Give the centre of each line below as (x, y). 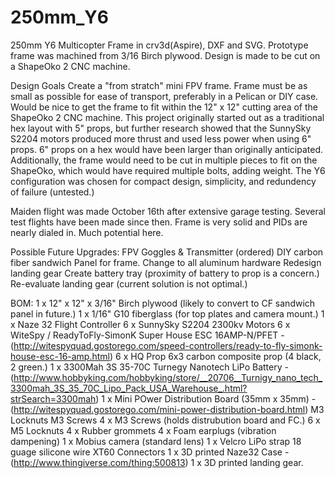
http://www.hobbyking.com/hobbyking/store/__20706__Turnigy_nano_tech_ (168, 377)
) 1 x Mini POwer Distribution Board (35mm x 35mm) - (206, 398)
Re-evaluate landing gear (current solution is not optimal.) (129, 283)
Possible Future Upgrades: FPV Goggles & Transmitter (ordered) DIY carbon (167, 252)
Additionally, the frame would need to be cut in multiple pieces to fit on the (164, 160)
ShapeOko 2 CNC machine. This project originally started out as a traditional (167, 117)
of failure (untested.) (52, 192)
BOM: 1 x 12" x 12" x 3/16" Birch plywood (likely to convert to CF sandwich (163, 303)
